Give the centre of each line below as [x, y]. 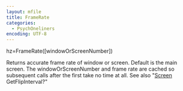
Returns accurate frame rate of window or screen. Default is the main [92, 63]
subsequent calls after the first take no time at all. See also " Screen [89, 75]
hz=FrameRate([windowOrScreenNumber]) [59, 51]
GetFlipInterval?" [27, 82]
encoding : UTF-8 [26, 34]
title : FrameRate [28, 17]
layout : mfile [24, 12]
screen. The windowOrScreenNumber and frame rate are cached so [91, 69]
